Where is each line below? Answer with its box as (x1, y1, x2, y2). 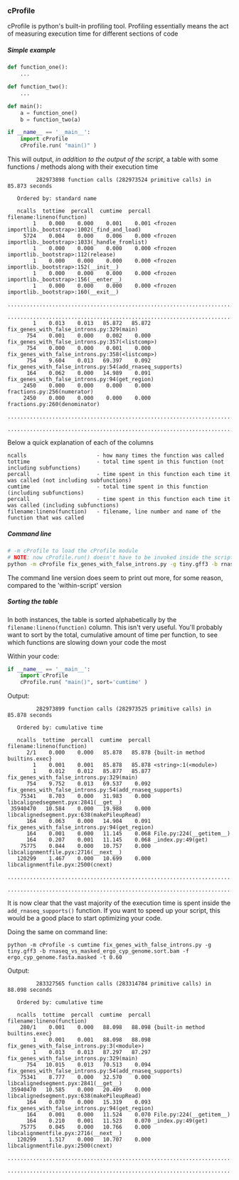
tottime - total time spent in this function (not (7, 458, 224, 465)
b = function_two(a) (20, 116, 81, 123)
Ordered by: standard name (16, 195, 97, 202)
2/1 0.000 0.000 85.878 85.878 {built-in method (26, 749, 205, 757)
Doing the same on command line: (7, 928, 108, 936)
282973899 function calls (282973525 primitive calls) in (36, 705, 212, 713)
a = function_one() (20, 109, 78, 116)
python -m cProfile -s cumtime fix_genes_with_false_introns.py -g (7, 941, 212, 949)
